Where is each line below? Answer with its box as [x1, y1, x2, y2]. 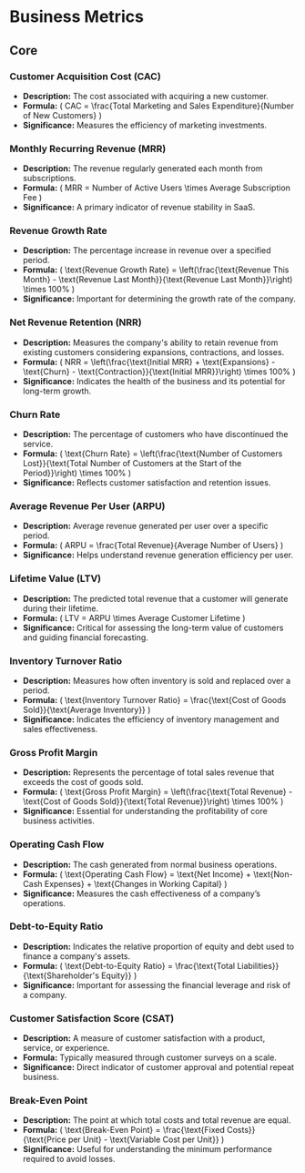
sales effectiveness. [22, 723, 98, 734]
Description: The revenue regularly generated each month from [22, 163, 263, 174]
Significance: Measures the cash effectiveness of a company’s [22, 888, 261, 899]
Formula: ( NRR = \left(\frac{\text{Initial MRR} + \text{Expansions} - [22, 356, 276, 367]
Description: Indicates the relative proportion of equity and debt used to [22, 941, 294, 952]
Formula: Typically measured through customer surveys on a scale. [22, 1052, 278, 1063]
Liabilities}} [236, 960, 280, 971]
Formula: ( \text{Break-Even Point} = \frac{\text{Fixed [22, 1125, 226, 1136]
